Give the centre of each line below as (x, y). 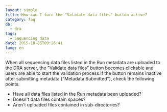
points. (13, 84)
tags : (11, 34)
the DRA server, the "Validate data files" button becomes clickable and (80, 68)
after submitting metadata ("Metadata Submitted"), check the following (80, 78)
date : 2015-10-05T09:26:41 (34, 43)
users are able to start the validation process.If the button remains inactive (83, 73)
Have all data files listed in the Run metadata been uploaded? (77, 94)
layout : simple (21, 10)
